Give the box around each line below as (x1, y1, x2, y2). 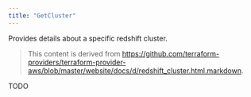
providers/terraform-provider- (27, 57, 126, 67)
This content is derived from (27, 48, 121, 58)
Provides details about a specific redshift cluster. (8, 33, 168, 43)
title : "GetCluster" (8, 11, 77, 20)
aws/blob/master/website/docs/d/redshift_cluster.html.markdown (27, 65, 242, 76)
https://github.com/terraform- (122, 48, 220, 58)
